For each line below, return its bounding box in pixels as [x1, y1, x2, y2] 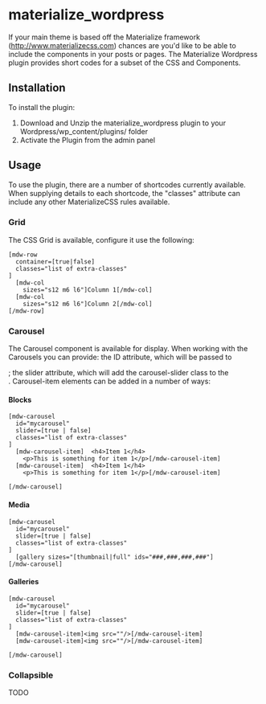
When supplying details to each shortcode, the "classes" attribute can [8, 188, 241, 198]
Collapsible [8, 669, 54, 681]
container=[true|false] [15, 257, 95, 266]
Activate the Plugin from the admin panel [19, 135, 155, 145]
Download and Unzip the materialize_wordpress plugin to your [19, 118, 227, 128]
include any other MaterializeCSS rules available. [8, 197, 170, 207]
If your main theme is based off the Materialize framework [8, 32, 201, 42]
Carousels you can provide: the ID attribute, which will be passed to [8, 352, 232, 362]
